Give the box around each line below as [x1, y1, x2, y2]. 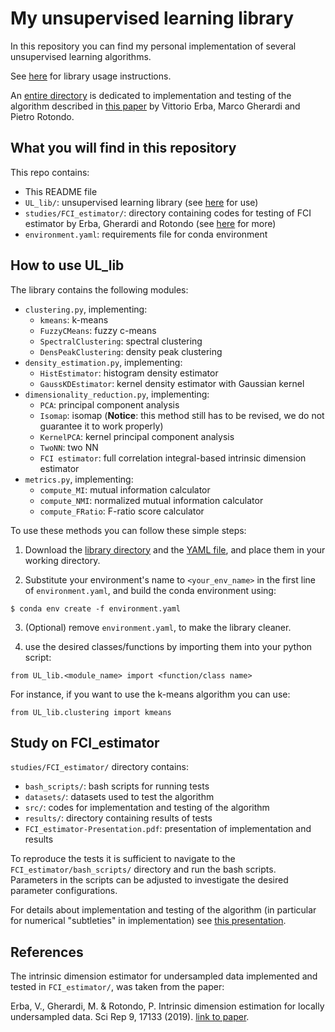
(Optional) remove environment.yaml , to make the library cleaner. [24, 621, 292, 633]
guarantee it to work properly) [39, 420, 164, 432]
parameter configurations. [10, 885, 118, 897]
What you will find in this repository [10, 140, 237, 157]
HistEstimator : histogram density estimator [39, 367, 219, 379]
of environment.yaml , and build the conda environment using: [24, 584, 277, 596]
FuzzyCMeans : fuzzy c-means [39, 324, 157, 336]
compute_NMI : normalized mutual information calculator [39, 494, 264, 506]
